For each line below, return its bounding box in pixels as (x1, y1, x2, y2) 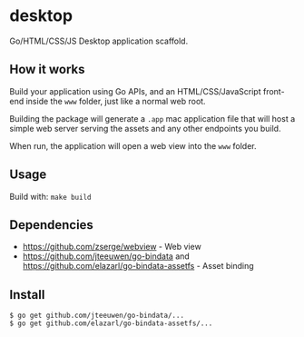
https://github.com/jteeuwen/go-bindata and (22, 251, 191, 262)
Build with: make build (9, 191, 92, 202)
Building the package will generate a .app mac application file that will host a (9, 113, 296, 124)
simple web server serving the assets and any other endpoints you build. (9, 123, 281, 134)
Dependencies (9, 217, 93, 233)
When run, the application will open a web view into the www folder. (9, 140, 257, 151)
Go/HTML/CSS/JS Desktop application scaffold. (9, 35, 189, 46)
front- (262, 85, 285, 96)
